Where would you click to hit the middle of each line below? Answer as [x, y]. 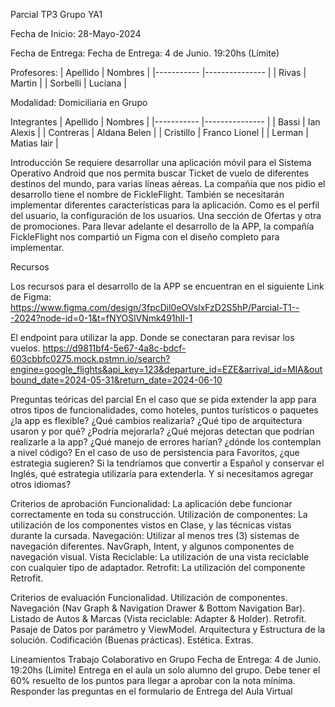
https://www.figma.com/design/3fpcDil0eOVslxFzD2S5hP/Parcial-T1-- [155, 307]
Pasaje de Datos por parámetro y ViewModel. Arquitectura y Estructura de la [168, 629]
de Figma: [31, 297]
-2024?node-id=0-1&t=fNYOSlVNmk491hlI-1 [101, 318]
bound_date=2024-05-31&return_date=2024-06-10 [116, 380]
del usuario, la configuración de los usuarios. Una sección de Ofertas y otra [166, 215]
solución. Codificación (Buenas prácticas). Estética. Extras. [132, 640]
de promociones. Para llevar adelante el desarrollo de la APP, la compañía [162, 226]
